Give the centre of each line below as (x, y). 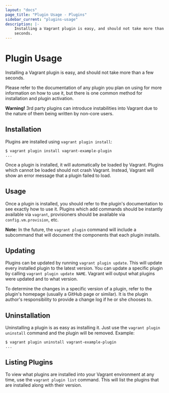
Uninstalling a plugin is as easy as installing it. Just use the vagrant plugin (83, 328)
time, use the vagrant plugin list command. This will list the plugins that (82, 380)
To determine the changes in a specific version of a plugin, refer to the (79, 289)
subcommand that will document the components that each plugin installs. (83, 235)
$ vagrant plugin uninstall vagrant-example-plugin (61, 342)
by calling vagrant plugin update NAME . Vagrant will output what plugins (80, 274)
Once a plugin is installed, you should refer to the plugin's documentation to (84, 203)
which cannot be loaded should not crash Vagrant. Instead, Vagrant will (80, 170)
